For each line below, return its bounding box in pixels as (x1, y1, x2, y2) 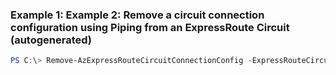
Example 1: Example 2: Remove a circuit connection (10, 8, 265, 22)
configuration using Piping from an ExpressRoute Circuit (10, 20, 290, 34)
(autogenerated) (10, 33, 93, 47)
